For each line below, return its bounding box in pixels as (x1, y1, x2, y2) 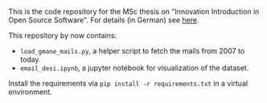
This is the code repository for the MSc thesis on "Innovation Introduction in (8, 7, 260, 16)
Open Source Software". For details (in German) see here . (8, 15, 199, 25)
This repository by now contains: (8, 31, 117, 40)
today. (19, 55, 42, 64)
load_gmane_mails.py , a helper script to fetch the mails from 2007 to (19, 46, 245, 55)
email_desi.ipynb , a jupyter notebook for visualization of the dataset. (19, 63, 249, 73)
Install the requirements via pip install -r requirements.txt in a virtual (8, 79, 248, 88)
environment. (8, 87, 52, 97)
